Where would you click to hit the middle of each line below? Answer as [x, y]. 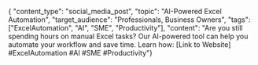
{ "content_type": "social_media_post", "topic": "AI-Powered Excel [115, 11]
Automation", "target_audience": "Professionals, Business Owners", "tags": [129, 20]
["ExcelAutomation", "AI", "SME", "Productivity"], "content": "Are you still [125, 28]
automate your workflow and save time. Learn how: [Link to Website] [120, 45]
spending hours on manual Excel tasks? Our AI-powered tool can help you [128, 36]
